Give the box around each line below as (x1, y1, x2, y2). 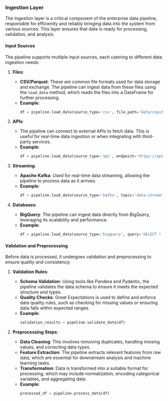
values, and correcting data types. (19, 344, 91, 350)
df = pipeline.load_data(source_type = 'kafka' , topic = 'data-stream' (19, 193, 163, 198)
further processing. (19, 94, 60, 100)
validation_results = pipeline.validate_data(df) (19, 320, 126, 325)
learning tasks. (19, 360, 51, 366)
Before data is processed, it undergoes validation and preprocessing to (5, 254, 151, 260)
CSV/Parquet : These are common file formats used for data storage (19, 78, 160, 84)
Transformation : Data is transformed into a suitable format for (19, 365, 148, 371)
